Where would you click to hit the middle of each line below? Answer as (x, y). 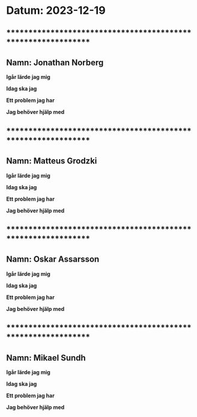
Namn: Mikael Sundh (46, 358)
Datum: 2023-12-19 (56, 11)
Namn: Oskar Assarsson (53, 259)
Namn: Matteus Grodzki (52, 161)
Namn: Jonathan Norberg (55, 62)
